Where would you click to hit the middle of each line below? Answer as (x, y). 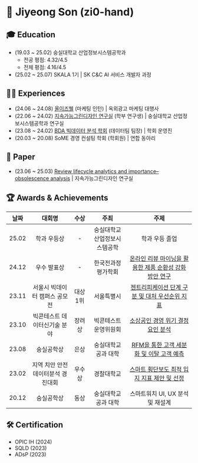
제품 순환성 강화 (166, 268)
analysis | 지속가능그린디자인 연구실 (92, 178)
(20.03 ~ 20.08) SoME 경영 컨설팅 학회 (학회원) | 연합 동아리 (85, 138)
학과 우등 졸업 (159, 239)
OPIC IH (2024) (33, 442)
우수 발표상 (50, 268)
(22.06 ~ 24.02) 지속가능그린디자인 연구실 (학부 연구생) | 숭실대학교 (93, 116)
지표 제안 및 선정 (163, 379)
